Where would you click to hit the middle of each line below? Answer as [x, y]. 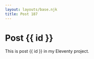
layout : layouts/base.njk [31, 9]
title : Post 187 [21, 14]
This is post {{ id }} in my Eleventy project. [47, 51]
